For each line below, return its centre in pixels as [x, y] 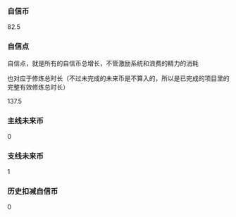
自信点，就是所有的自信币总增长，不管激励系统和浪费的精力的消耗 [103, 63]
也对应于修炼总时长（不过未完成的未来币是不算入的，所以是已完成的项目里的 [118, 78]
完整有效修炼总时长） [38, 87]
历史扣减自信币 [33, 192]
